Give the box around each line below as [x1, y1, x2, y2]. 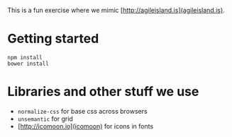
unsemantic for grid [17, 114, 73, 123]
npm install [7, 54, 43, 61]
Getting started [7, 31, 99, 47]
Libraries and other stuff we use [7, 84, 199, 100]
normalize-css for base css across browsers [17, 107, 148, 115]
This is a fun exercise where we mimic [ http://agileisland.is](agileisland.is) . [7, 6, 225, 14]
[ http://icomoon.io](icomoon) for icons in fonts [17, 121, 154, 130]
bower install [7, 60, 50, 67]
